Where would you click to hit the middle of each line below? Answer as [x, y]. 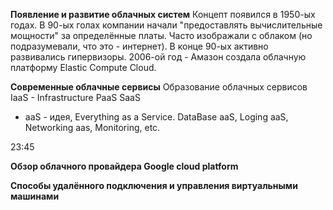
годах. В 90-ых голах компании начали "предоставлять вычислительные [166, 25]
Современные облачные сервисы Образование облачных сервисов [159, 87]
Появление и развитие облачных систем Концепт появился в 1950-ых [163, 14]
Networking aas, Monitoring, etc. [92, 127]
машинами [35, 196]
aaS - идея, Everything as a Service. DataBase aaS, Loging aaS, [156, 117]
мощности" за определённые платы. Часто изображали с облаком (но [161, 35]
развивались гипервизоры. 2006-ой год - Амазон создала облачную [158, 57]
